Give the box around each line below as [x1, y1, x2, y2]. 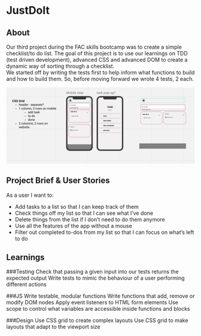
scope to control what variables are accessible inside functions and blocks [6, 305, 190, 313]
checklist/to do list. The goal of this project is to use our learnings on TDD [6, 50, 188, 57]
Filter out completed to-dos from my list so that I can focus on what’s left [14, 229, 194, 236]
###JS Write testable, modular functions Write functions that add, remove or [6, 292, 195, 300]
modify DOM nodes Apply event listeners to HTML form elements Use [6, 299, 178, 306]
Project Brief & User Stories [6, 175, 110, 186]
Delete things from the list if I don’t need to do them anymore [14, 215, 166, 223]
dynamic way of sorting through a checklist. [6, 62, 115, 70]
